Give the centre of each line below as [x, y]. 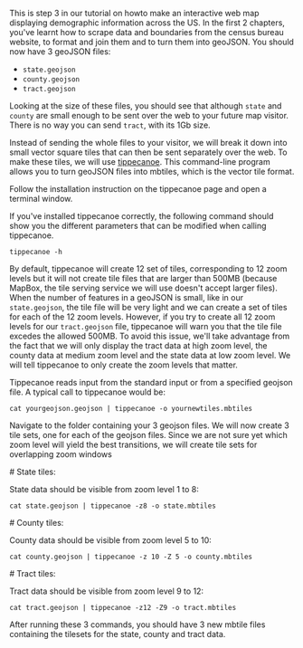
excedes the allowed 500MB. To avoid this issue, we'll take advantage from [150, 336]
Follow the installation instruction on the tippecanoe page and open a [138, 189]
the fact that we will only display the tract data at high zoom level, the [138, 346]
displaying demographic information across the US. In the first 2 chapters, [147, 23]
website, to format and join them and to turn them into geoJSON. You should [151, 42]
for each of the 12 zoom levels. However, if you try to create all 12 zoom [142, 317]
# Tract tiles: [33, 573]
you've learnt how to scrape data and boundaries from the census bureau [147, 32]
